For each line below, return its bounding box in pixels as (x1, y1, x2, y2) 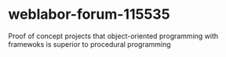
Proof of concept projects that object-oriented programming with (8, 31, 219, 41)
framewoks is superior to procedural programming (8, 39, 171, 48)
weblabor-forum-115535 (8, 5, 170, 23)
